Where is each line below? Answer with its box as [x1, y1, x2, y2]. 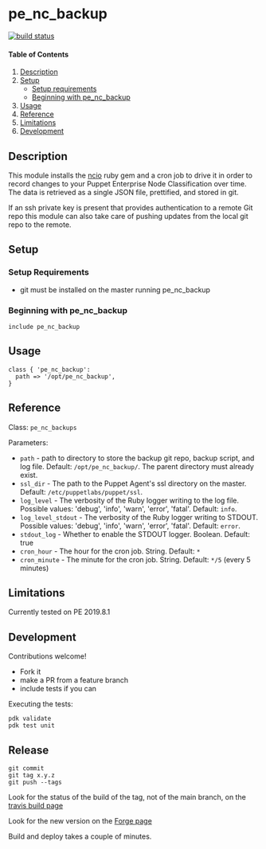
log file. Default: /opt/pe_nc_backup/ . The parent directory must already [19, 461, 255, 471]
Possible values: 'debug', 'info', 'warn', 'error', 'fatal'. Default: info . [19, 503, 237, 514]
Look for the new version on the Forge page [8, 816, 153, 825]
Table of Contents [8, 49, 69, 59]
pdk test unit [8, 722, 56, 730]
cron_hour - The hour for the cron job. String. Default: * [19, 546, 201, 556]
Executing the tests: [8, 699, 73, 709]
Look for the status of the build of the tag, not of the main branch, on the [8, 792, 247, 801]
